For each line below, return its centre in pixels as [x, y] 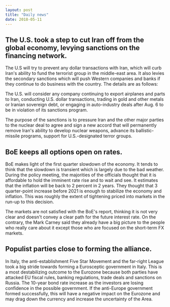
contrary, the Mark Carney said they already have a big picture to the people [85, 222]
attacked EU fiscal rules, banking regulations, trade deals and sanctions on [83, 277]
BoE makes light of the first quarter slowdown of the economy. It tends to [82, 164]
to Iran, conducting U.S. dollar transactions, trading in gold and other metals [84, 99]
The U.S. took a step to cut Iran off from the [75, 40]
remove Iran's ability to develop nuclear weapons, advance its [70, 131]
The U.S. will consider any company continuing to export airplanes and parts [85, 94]
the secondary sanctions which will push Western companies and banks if [83, 79]
